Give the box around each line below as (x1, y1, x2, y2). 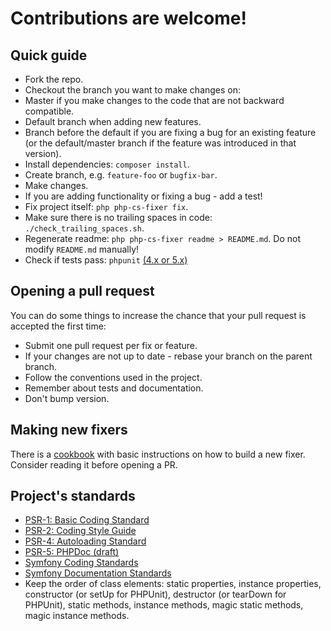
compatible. (24, 105, 75, 117)
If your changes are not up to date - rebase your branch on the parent (24, 350, 313, 362)
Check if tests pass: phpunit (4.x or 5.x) (24, 254, 188, 266)
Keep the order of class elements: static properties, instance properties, (24, 578, 322, 590)
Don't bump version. (24, 392, 110, 404)
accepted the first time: (10, 320, 107, 332)
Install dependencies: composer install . (24, 158, 190, 170)
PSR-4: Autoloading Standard (24, 535, 147, 547)
